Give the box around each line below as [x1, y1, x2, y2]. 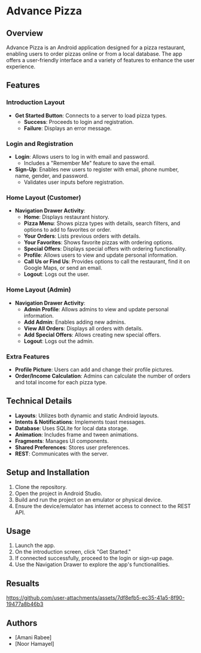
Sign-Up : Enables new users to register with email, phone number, [14, 166, 179, 173]
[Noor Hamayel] [14, 640, 54, 647]
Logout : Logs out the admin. [23, 337, 95, 345]
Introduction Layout [6, 98, 65, 107]
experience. [6, 63, 36, 70]
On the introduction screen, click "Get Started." [14, 548, 132, 555]
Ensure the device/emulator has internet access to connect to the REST [14, 502, 191, 509]
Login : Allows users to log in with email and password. [14, 153, 150, 160]
